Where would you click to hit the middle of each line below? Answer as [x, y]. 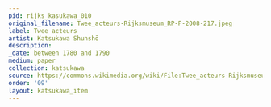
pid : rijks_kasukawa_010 [50, 16]
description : [30, 46]
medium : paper [32, 61]
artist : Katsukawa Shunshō [54, 38]
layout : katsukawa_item [48, 91]
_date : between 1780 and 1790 [59, 53]
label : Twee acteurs [43, 31]
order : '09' [28, 83]
